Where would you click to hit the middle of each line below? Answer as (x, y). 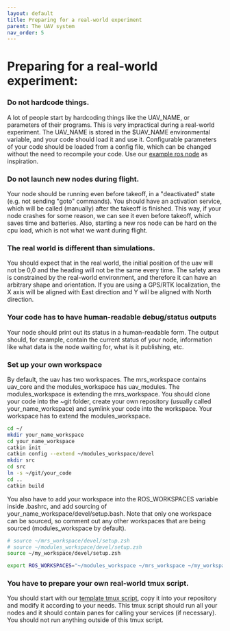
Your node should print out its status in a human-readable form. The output (113, 332)
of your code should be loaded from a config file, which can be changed (109, 146)
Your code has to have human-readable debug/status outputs (112, 318)
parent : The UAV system (41, 26)
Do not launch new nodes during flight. (73, 179)
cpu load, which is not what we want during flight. (77, 230)
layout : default (30, 13)
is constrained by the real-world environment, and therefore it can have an (112, 278)
